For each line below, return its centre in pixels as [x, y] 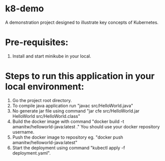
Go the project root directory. [42, 100]
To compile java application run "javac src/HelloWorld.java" [73, 106]
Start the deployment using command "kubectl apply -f [69, 148]
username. [23, 132]
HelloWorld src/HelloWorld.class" [46, 116]
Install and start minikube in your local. [52, 56]
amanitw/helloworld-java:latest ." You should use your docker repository [86, 126]
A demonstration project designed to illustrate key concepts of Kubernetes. [82, 22]
